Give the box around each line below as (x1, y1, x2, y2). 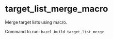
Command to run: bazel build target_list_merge (5, 28, 104, 34)
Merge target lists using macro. (5, 19, 67, 25)
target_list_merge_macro (5, 3, 108, 14)
